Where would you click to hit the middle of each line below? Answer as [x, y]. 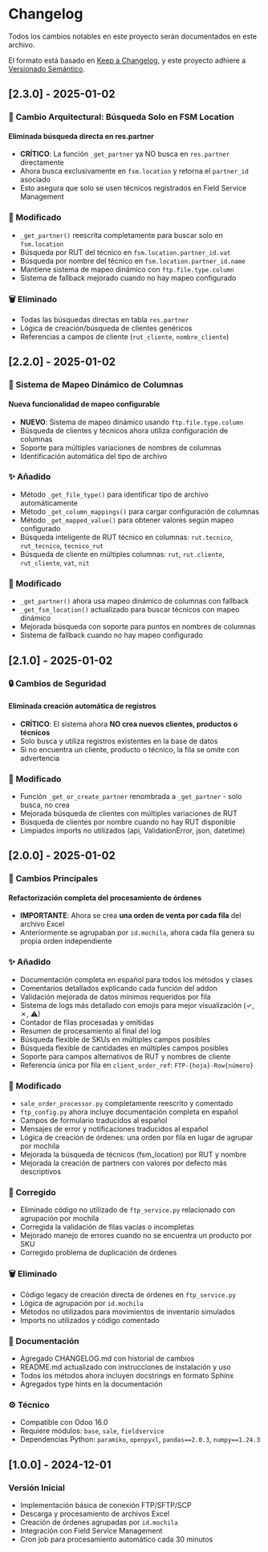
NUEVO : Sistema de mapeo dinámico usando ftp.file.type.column [132, 422]
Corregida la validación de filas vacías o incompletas [107, 1227]
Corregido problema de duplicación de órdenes [98, 1253]
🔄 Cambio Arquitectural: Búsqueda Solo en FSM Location [121, 117]
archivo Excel [42, 924]
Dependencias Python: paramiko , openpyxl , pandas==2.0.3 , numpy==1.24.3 [140, 1439]
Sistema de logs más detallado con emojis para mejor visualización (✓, [137, 1005]
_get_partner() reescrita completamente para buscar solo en [121, 235]
